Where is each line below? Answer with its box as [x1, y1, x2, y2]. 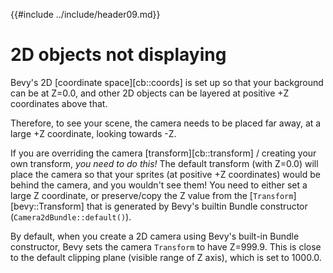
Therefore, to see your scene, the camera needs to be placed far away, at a [10, 117, 322, 129]
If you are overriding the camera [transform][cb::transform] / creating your [10, 147, 317, 159]
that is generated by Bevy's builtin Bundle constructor [86, 200, 308, 212]
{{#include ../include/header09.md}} [10, 9, 161, 20]
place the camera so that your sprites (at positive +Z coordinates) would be [10, 168, 321, 180]
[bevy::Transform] [10, 200, 85, 212]
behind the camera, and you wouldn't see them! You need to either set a [10, 179, 308, 191]
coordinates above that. [10, 97, 108, 109]
